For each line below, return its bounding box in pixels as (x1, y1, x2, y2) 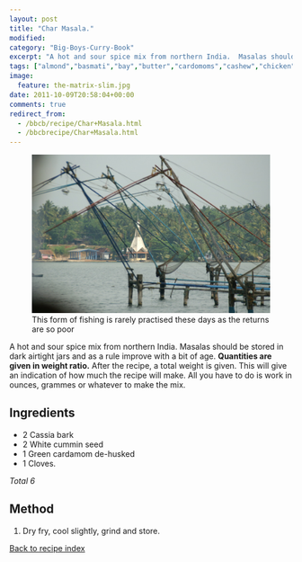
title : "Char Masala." (9, 23, 94, 33)
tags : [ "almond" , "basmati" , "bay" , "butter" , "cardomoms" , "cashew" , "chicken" (9, 62, 296, 71)
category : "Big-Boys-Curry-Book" (9, 43, 135, 52)
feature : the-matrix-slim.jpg (17, 81, 130, 90)
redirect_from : (9, 109, 67, 119)
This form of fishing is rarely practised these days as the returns (31, 315, 270, 326)
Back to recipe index (9, 542, 85, 553)
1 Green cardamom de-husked (22, 448, 135, 459)
